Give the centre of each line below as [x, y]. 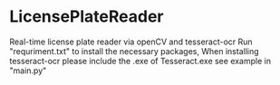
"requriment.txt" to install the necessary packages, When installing [135, 51]
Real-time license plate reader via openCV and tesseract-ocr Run [131, 42]
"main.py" [28, 71]
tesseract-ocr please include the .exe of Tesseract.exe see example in [140, 61]
